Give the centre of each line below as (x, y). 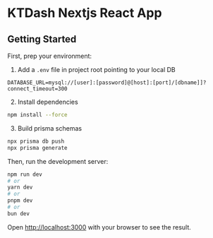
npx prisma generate (38, 148)
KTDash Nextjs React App (85, 13)
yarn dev (20, 188)
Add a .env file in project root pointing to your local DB (97, 70)
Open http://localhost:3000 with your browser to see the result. (99, 227)
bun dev (19, 213)
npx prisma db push (36, 141)
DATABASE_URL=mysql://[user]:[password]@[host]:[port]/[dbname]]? (107, 83)
